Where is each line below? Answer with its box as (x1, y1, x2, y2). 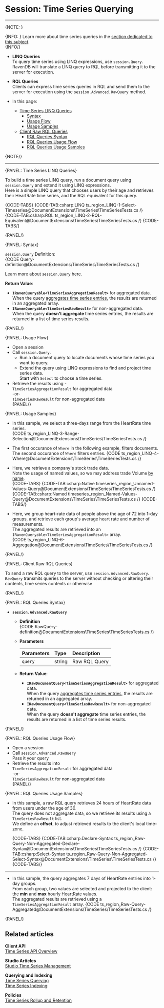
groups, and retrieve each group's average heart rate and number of (12, 516, 150, 522)
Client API (5, 943, 26, 949)
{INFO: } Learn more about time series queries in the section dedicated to (5, 33, 153, 40)
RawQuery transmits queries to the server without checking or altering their (5, 575, 154, 581)
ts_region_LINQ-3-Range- (27, 431, 80, 436)
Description (72, 650, 100, 657)
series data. (19, 370, 43, 376)
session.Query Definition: (5, 251, 56, 257)
